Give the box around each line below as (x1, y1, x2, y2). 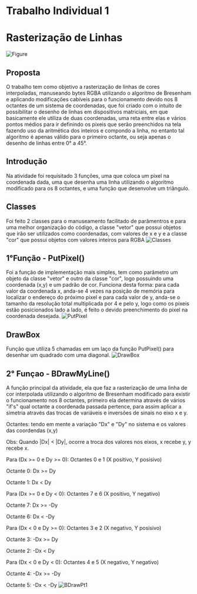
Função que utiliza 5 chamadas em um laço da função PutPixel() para (6, 346, 175, 353)
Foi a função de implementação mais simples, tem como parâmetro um (6, 269, 178, 276)
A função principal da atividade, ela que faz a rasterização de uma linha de (6, 384, 188, 391)
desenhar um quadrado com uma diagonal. (6, 351, 111, 359)
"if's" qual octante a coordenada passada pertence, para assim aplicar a (6, 403, 182, 410)
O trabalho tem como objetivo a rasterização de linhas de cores (6, 83, 160, 90)
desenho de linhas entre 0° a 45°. (6, 140, 87, 147)
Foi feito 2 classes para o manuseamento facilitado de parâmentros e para (6, 217, 186, 224)
